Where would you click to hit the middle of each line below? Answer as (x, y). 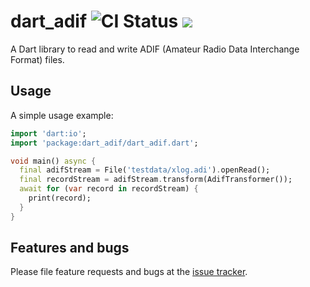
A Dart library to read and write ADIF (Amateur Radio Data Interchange (155, 49)
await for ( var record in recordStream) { (109, 189)
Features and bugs (70, 248)
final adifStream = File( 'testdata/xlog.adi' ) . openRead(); (145, 170)
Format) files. (37, 59)
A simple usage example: (62, 115)
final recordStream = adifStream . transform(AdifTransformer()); (156, 180)
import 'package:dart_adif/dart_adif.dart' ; (104, 143)
